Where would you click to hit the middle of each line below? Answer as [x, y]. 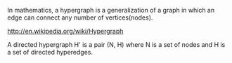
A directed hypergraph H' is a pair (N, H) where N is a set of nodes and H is [116, 44]
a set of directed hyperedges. [50, 52]
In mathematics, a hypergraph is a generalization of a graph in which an [111, 10]
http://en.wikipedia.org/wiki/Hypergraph [65, 31]
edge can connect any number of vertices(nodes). [80, 17]
